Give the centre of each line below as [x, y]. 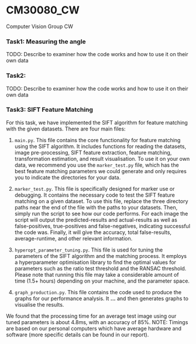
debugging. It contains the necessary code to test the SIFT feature [95, 195]
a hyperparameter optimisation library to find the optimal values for [95, 262]
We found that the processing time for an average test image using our [91, 316]
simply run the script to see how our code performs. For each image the [101, 214]
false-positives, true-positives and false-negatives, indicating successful [102, 226]
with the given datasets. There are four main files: [66, 129]
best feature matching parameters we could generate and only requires [101, 171]
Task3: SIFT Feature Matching [50, 110]
